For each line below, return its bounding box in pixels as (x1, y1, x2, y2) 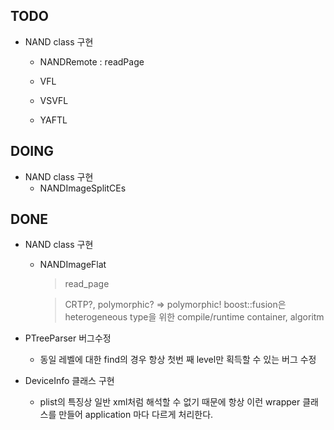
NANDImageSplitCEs (39, 182, 127, 194)
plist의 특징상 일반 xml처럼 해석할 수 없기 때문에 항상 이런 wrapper (39, 396, 301, 408)
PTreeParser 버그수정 (24, 332, 112, 344)
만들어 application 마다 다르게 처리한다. (58, 409, 214, 421)
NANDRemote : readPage (39, 55, 145, 68)
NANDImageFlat (39, 259, 107, 271)
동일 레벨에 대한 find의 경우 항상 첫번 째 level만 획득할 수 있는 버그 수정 (39, 354, 317, 366)
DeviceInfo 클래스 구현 (24, 375, 115, 387)
